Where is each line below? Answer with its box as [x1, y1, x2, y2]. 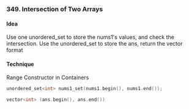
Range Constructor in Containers [6, 74, 89, 81]
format [6, 46, 23, 54]
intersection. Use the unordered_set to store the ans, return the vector [6, 40, 183, 47]
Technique [6, 60, 34, 68]
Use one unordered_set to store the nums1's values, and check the [6, 33, 174, 41]
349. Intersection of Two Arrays [6, 5, 103, 13]
